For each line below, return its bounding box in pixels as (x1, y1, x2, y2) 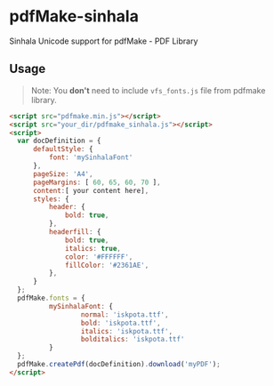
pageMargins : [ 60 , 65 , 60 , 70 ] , (32, 178, 162, 187)
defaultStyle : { (32, 145, 93, 154)
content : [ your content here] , (32, 186, 149, 195)
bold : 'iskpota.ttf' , (80, 318, 162, 327)
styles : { (32, 194, 69, 204)
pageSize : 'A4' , (32, 169, 93, 179)
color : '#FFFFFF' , (65, 252, 133, 261)
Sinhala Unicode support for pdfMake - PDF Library (9, 36, 198, 46)
